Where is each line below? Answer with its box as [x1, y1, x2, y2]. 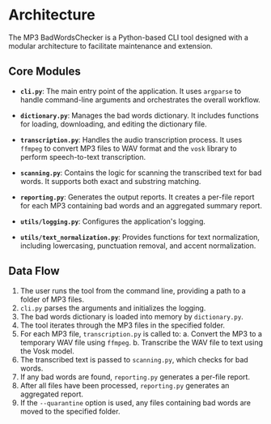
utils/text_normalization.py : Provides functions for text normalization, [19, 232, 260, 242]
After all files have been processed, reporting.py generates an [19, 380, 230, 390]
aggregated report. [19, 389, 83, 399]
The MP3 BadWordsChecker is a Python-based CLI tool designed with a [8, 32, 249, 42]
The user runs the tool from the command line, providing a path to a [19, 285, 246, 295]
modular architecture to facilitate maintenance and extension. [8, 41, 213, 50]
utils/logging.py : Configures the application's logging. [19, 216, 206, 226]
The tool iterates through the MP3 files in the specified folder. [19, 320, 225, 330]
